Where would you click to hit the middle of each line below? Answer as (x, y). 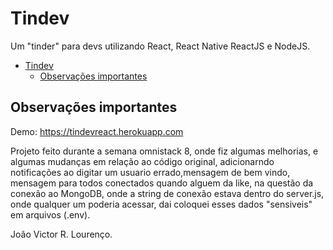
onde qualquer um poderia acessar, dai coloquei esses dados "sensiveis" (161, 204)
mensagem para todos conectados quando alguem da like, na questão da (162, 183)
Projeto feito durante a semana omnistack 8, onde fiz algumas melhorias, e (164, 151)
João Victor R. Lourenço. (61, 234)
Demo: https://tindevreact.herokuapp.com (97, 131)
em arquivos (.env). (50, 214)
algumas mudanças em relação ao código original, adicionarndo (142, 161)
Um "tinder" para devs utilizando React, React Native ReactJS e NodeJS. (160, 46)
